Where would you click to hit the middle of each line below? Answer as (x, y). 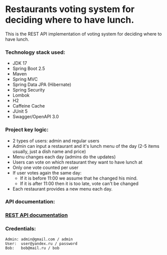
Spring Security (29, 90)
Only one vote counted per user (46, 167)
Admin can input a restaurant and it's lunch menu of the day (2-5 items (86, 146)
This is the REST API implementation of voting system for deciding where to (83, 34)
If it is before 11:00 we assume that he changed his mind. (79, 178)
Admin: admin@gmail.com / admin (39, 239)
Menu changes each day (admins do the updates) (64, 156)
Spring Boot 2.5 (29, 68)
